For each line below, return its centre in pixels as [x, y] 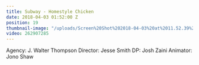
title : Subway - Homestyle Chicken [50, 12]
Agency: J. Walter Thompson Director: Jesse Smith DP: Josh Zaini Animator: [99, 50]
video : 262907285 [28, 34]
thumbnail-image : [28, 28]
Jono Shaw [20, 57]
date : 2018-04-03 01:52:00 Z [42, 17]
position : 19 [22, 22]
